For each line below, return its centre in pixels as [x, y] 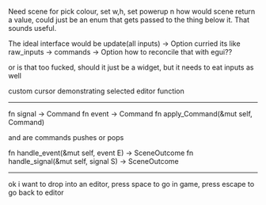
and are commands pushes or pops [66, 137]
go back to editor [36, 192]
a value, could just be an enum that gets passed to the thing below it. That [129, 20]
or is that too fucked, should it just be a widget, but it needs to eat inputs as [131, 67]
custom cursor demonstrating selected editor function [96, 91]
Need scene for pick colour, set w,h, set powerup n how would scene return [132, 11]
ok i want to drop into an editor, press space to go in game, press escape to [131, 184]
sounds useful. [32, 28]
